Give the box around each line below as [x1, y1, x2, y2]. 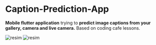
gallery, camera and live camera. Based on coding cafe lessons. [5, 25, 140, 31]
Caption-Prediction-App [5, 3, 110, 15]
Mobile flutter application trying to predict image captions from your [5, 20, 151, 26]
